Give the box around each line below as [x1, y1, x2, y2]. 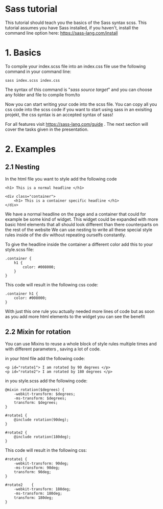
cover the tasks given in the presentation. [5, 126, 89, 132]
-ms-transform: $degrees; [14, 395, 67, 401]
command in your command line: [5, 69, 71, 74]
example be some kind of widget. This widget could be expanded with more [5, 216, 158, 222]
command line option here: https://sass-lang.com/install [5, 30, 118, 36]
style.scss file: [5, 246, 34, 253]
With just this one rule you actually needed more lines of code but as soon [5, 308, 155, 314]
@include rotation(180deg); [14, 434, 71, 439]
